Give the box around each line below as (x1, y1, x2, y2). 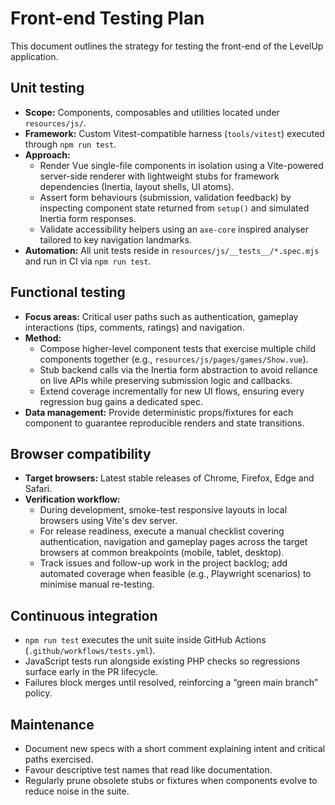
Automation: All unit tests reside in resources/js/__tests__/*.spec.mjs (24, 244, 320, 256)
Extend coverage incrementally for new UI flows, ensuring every (39, 385, 305, 397)
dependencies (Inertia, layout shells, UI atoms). (39, 180, 235, 192)
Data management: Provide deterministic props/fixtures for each (24, 406, 294, 418)
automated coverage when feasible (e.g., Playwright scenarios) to (39, 568, 312, 580)
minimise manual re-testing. (39, 578, 155, 591)
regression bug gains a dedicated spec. (39, 395, 203, 407)
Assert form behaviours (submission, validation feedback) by (39, 191, 292, 203)
